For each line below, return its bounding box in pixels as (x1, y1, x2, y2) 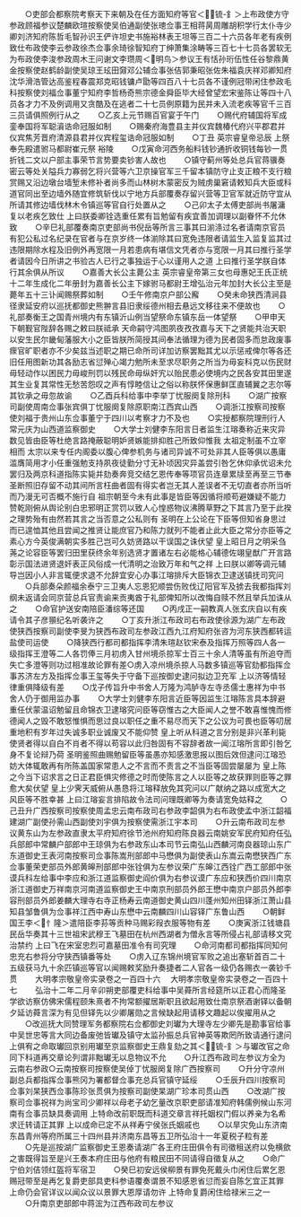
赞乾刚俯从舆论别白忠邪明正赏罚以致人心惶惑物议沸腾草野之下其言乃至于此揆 (9, 503, 292, 512)
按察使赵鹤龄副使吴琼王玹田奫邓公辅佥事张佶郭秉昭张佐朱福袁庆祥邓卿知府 (16, 65, 292, 75)
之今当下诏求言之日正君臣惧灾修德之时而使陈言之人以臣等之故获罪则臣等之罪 (9, 772, 292, 782)
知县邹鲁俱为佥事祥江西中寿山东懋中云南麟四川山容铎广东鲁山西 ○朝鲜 (9, 906, 286, 916)
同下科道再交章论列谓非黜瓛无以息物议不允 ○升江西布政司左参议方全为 (9, 1052, 286, 1063)
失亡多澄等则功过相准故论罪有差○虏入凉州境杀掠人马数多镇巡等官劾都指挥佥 (9, 660, 291, 670)
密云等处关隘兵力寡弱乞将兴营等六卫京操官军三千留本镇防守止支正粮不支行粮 (9, 166, 292, 176)
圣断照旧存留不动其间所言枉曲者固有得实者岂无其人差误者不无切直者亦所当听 (9, 480, 292, 490)
